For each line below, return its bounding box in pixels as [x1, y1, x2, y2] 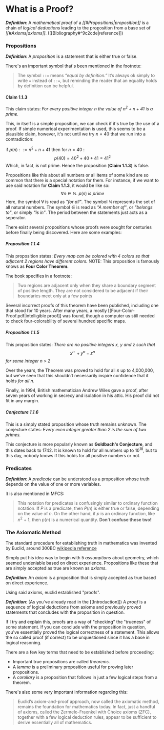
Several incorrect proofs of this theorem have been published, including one [5, 303, 159, 309]
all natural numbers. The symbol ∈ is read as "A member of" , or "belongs [5, 205, 153, 210]
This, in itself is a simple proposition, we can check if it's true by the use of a [5, 121, 160, 127]
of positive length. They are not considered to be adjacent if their [17, 288, 148, 294]
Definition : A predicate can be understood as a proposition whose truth [5, 476, 150, 482]
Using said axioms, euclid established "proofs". [5, 589, 101, 595]
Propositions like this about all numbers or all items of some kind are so [5, 172, 149, 178]
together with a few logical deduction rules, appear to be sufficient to [17, 714, 157, 720]
